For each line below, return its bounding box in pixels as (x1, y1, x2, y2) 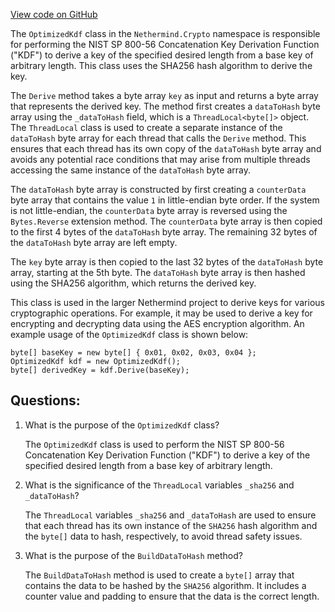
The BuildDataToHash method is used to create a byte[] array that (24, 569, 295, 581)
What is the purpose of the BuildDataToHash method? (24, 549, 243, 561)
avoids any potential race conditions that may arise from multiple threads (10, 154, 311, 165)
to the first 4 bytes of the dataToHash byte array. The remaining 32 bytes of (10, 226, 318, 238)
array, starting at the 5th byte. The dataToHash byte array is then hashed (10, 267, 306, 278)
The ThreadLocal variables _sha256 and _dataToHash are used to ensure (24, 509, 317, 521)
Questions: (10, 392, 81, 409)
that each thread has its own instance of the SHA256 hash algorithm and (24, 519, 318, 531)
